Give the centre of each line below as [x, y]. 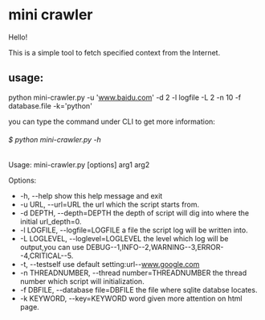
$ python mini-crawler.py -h [55, 140]
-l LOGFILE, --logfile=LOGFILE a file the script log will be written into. [134, 230]
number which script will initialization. [82, 281]
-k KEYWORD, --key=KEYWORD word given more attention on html [131, 298]
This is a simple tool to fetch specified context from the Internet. [114, 52]
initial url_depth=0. [51, 221]
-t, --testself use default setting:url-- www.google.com [110, 264]
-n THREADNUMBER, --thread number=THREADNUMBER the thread [133, 273]
